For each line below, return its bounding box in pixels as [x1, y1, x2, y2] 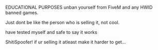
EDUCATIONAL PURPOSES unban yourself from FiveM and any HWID [5, 5, 153, 10]
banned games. [5, 10, 39, 16]
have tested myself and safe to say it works [5, 29, 98, 35]
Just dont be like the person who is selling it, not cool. [5, 20, 120, 25]
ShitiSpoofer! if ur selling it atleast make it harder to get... [5, 39, 126, 45]
